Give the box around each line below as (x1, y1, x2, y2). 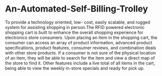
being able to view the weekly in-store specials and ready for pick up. (5, 65, 145, 71)
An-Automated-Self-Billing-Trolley (5, 3, 148, 14)
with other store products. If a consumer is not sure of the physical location (5, 50, 156, 56)
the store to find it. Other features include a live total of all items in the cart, (5, 60, 155, 66)
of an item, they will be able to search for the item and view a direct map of (5, 55, 155, 61)
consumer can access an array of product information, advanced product (5, 39, 152, 45)
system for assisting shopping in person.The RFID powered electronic (5, 24, 145, 30)
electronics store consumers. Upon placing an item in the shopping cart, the (5, 35, 158, 40)
